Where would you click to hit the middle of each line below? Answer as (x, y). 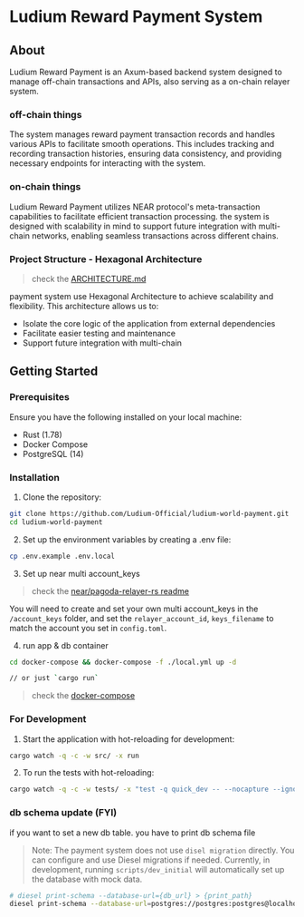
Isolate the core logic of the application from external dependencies (149, 323)
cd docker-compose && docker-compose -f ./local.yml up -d (123, 662)
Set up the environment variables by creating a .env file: (127, 539)
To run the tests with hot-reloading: (88, 773)
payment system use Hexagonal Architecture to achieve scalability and (142, 296)
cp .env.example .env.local (62, 556)
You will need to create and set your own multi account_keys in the (134, 609)
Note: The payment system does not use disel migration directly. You (163, 850)
